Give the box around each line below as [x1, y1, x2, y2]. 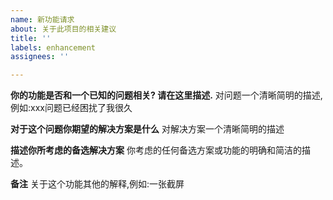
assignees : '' [10, 52, 70, 62]
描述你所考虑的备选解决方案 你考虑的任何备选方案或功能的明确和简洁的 [10, 144, 302, 156]
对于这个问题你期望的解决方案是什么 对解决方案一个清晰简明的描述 [10, 123, 285, 135]
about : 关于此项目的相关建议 [10, 24, 117, 34]
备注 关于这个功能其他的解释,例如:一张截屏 [10, 178, 185, 190]
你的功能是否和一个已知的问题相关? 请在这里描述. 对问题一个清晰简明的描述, [10, 89, 323, 101]
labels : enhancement [10, 42, 97, 53]
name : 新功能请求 [10, 14, 75, 25]
